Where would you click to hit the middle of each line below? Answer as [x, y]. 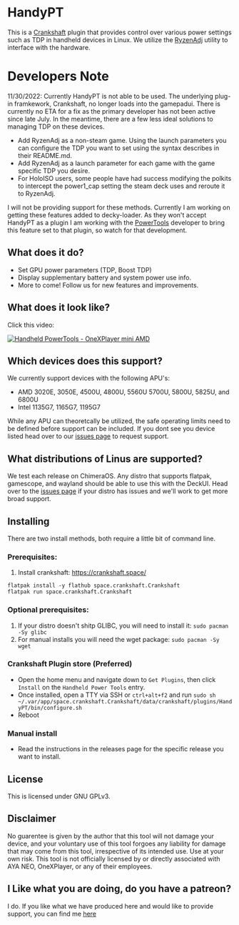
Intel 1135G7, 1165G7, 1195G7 [59, 407]
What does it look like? [59, 308]
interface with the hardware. [49, 47]
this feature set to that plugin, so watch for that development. [97, 230]
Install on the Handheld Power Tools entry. [81, 687]
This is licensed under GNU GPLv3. [59, 796]
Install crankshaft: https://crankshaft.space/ [82, 573]
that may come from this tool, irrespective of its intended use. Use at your [116, 851]
